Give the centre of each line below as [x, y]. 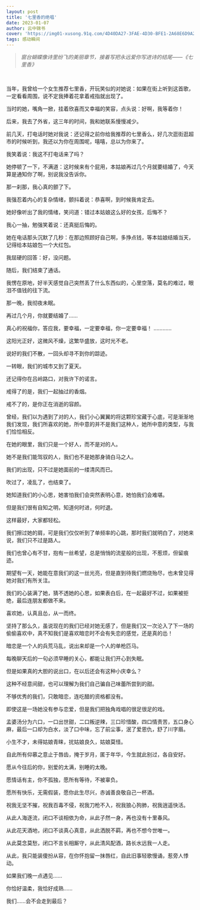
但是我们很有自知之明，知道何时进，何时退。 [61, 507]
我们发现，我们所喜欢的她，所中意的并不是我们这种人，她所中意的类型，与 [97, 424]
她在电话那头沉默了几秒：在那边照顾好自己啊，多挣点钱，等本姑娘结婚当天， [100, 237]
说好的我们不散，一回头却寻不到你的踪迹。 [58, 354]
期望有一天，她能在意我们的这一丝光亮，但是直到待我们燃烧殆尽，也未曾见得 [100, 573]
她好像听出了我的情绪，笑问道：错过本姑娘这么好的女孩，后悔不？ [87, 212]
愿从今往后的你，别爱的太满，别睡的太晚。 [58, 767]
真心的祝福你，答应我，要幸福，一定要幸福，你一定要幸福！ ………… [89, 328]
